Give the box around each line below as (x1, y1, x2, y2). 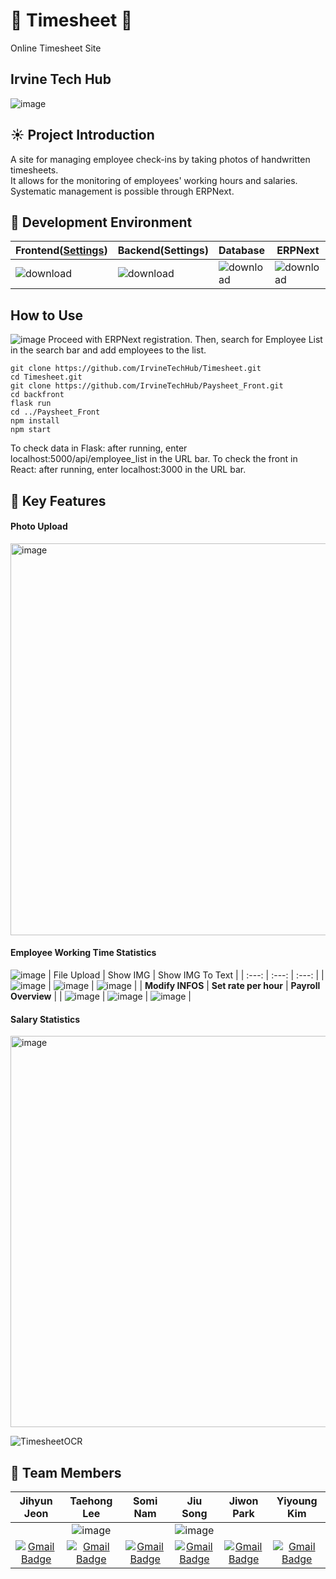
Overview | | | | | (10, 990, 192, 1002)
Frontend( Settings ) (15, 244, 108, 258)
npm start (10, 425, 52, 435)
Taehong (69, 1494, 113, 1508)
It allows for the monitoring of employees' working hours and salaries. (10, 174, 298, 186)
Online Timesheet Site (10, 42, 102, 54)
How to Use (10, 307, 84, 324)
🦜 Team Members (10, 1464, 122, 1481)
